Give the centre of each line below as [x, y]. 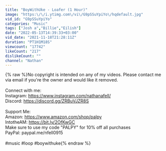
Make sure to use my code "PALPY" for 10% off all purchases [68, 128]
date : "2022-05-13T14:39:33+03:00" [42, 33]
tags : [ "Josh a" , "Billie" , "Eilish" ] [43, 28]
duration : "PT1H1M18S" [29, 42]
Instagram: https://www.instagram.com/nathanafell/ [58, 96]
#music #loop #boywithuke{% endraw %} [48, 143]
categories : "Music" [27, 24]
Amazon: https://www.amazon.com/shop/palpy [53, 117]
